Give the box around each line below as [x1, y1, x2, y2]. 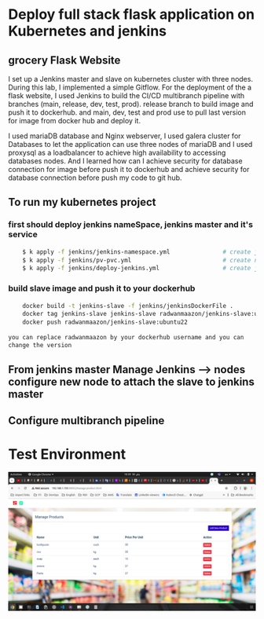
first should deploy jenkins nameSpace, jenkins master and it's [8, 219, 254, 230]
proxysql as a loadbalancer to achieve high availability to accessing [8, 148, 226, 157]
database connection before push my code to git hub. [8, 173, 182, 182]
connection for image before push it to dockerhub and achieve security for [8, 165, 250, 174]
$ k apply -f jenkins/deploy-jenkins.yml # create [22, 265, 251, 273]
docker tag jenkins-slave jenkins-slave [22, 310, 156, 318]
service [8, 229, 38, 240]
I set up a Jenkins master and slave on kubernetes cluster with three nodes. [8, 75, 254, 83]
